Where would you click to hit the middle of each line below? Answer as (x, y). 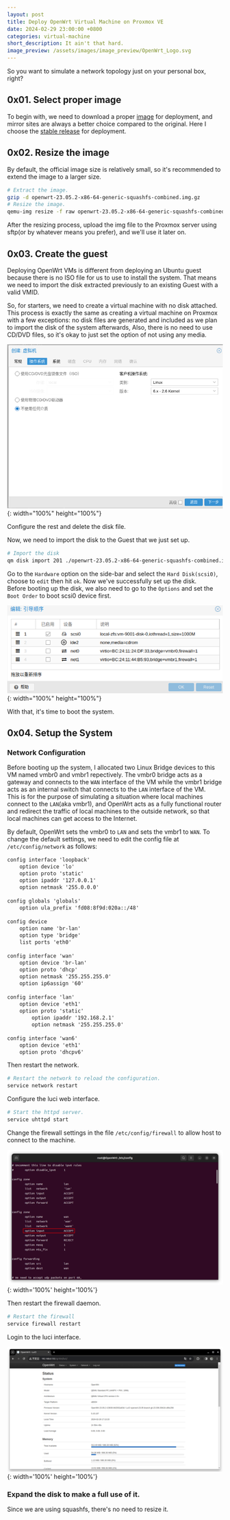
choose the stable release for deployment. (67, 131)
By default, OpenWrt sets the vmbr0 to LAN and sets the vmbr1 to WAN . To (108, 832)
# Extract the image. (38, 190)
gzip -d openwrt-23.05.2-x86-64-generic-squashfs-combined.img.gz (104, 197)
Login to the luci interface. (44, 1337)
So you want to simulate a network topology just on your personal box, (107, 71)
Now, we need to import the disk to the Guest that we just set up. (99, 540)
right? (15, 78)
